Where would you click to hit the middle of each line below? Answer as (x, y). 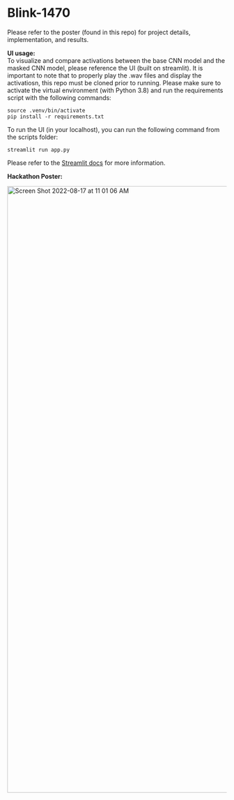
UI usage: (22, 53)
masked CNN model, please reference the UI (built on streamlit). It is (105, 68)
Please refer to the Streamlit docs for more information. (86, 163)
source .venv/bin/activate (46, 110)
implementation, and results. (48, 39)
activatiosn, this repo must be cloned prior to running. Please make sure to (114, 82)
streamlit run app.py (39, 150)
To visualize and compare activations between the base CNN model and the (116, 60)
